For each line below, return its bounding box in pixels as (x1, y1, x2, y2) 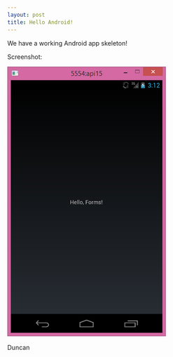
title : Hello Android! (7, 18, 74, 26)
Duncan (7, 343, 30, 351)
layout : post (7, 11, 46, 18)
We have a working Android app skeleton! (7, 39, 127, 47)
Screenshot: (7, 53, 43, 61)
